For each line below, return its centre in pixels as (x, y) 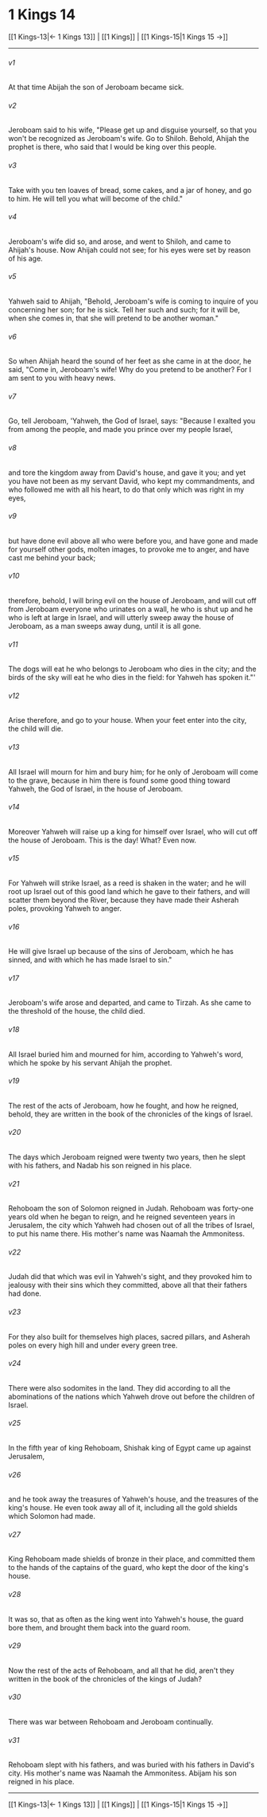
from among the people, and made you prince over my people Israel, (120, 430)
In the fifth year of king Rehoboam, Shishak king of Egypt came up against (130, 1448)
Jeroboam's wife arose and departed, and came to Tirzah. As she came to (130, 1003)
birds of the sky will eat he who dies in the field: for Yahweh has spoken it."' (132, 677)
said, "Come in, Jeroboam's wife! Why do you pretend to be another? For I (130, 370)
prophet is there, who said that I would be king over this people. (112, 147)
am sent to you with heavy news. (62, 378)
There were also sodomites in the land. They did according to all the (119, 1387)
